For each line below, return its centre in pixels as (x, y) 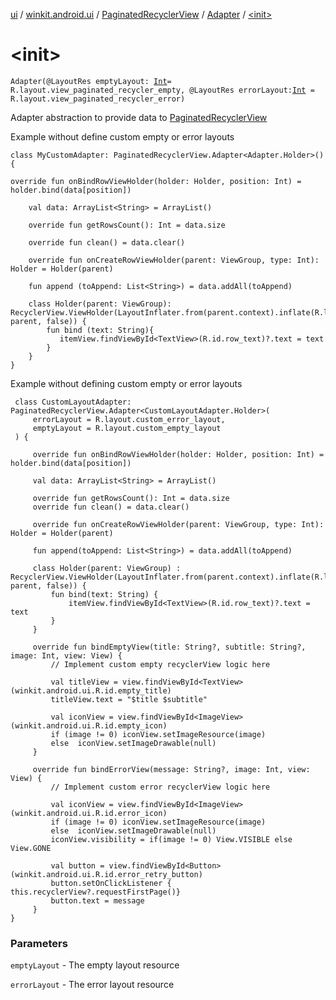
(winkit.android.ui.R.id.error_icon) (89, 813)
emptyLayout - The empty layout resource (95, 965)
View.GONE (31, 848)
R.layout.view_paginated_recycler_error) (98, 99)
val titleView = (84, 682)
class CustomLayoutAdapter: (73, 402)
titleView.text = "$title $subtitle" (129, 699)
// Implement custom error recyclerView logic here (160, 787)
